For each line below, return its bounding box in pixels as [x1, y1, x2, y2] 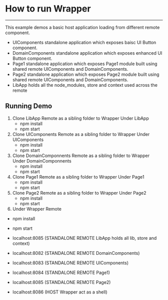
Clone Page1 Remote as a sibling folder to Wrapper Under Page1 [12, 174, 144, 180]
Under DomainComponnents [12, 158, 71, 164]
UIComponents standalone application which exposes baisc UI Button [12, 39, 156, 45]
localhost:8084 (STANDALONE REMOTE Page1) [12, 269, 110, 275]
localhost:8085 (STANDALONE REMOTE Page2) [12, 279, 111, 285]
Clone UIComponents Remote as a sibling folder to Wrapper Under [12, 131, 150, 137]
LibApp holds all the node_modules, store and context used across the [12, 82, 157, 88]
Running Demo [5, 102, 52, 110]
